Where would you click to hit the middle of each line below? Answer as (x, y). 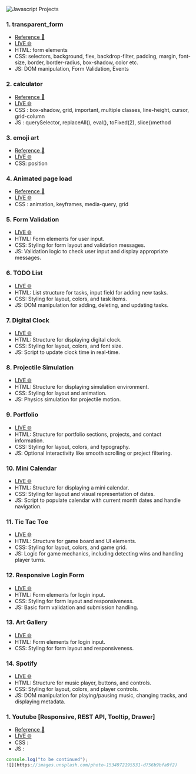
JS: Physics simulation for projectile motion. (68, 399)
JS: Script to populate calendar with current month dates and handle (98, 500)
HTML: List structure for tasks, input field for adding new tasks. (91, 292)
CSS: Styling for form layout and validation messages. (80, 245)
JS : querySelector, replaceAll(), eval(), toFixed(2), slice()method (93, 122)
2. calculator (24, 84)
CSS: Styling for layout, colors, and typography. (72, 446)
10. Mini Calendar (31, 468)
